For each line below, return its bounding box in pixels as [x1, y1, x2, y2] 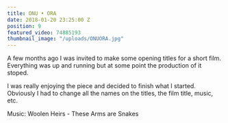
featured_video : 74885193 [7, 29, 81, 36]
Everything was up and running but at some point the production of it [7, 61, 202, 70]
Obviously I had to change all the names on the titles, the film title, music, [7, 90, 214, 98]
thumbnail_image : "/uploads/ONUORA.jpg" [7, 36, 125, 42]
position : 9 [7, 23, 41, 29]
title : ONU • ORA [7, 10, 57, 17]
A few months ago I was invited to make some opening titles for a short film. [7, 54, 221, 62]
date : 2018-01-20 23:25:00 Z [7, 16, 90, 23]
